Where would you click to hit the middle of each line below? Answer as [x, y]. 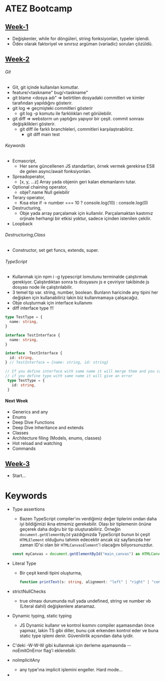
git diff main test [43, 134]
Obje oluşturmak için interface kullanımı [52, 303]
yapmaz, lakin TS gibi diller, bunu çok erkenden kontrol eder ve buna [89, 631]
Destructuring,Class [25, 235]
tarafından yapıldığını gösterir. [42, 103]
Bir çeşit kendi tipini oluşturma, [51, 573]
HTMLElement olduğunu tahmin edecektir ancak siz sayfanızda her [85, 540]
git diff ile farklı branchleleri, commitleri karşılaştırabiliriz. [77, 129]
